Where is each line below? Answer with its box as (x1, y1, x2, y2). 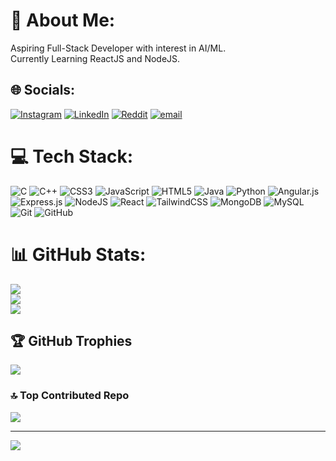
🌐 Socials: (10, 82, 76, 99)
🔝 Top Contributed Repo (10, 389, 130, 403)
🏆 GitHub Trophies (10, 333, 133, 350)
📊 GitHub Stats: (10, 243, 147, 266)
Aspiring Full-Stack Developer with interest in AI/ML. (10, 42, 227, 54)
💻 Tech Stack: (10, 145, 134, 168)
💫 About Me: (10, 9, 116, 32)
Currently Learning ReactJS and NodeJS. (10, 52, 181, 64)
